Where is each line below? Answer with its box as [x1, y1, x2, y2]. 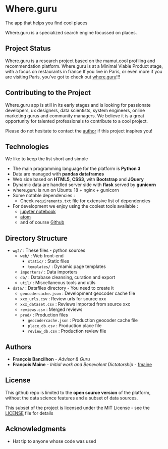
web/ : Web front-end [20, 253, 64, 259]
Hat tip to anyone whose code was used [12, 438, 96, 444]
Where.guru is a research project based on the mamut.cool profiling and [5, 58, 155, 64]
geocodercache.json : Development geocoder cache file [20, 290, 135, 296]
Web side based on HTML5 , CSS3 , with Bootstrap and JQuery [12, 176, 144, 183]
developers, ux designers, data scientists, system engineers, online [5, 107, 145, 113]
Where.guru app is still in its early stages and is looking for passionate [5, 102, 151, 108]
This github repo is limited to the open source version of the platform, [5, 389, 151, 395]
